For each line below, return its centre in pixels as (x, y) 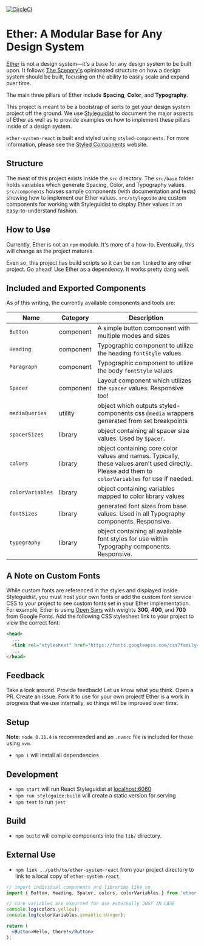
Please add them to (125, 471)
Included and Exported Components (76, 288)
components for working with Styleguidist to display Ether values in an (94, 204)
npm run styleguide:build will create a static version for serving (95, 795)
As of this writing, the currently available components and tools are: (91, 303)
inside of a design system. (39, 126)
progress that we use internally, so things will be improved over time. (92, 703)
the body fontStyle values (135, 371)
